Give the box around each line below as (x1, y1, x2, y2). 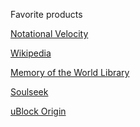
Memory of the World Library (10, 67, 130, 78)
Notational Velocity (10, 28, 89, 39)
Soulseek (10, 86, 49, 98)
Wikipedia (10, 47, 52, 59)
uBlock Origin (10, 105, 67, 117)
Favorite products (10, 9, 83, 20)
